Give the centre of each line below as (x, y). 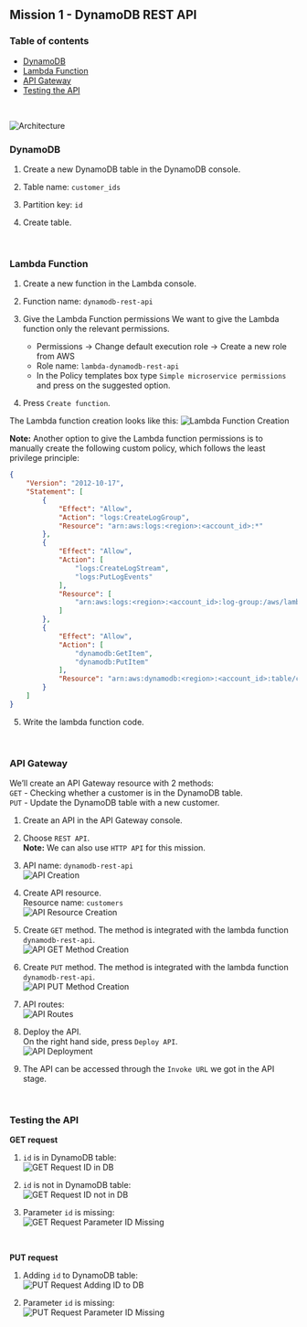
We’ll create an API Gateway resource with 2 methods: (112, 783)
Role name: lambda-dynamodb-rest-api (108, 366)
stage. (35, 1079)
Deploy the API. (52, 1032)
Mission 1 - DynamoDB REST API (103, 15)
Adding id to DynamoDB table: (80, 1276)
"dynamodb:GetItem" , (114, 653)
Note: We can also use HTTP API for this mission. (114, 848)
